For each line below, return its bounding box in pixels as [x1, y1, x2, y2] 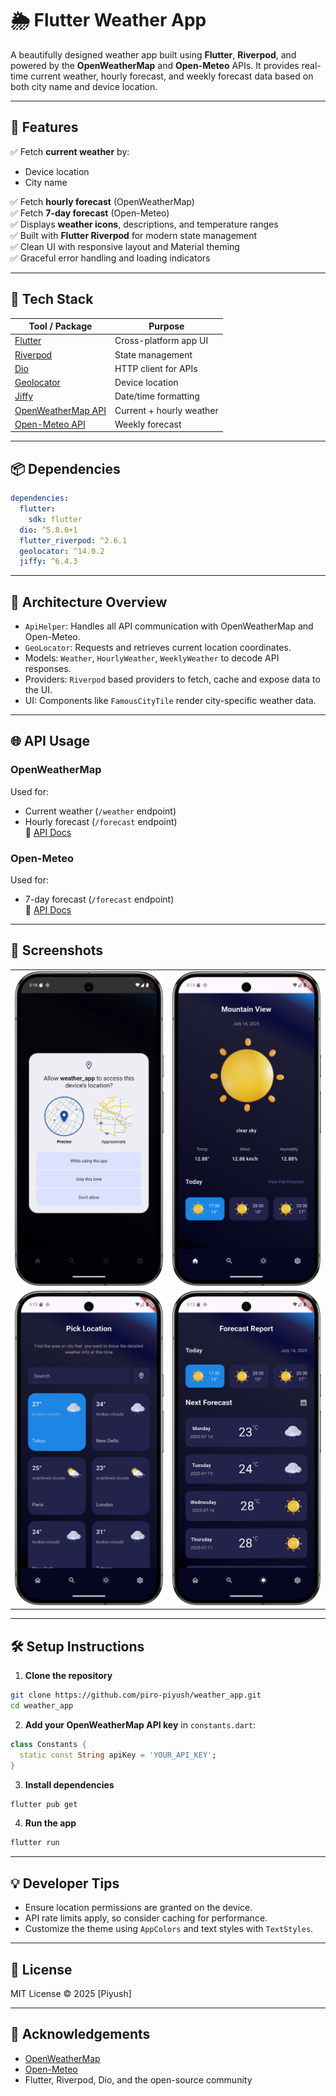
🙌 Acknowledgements [10, 2026, 151, 2043]
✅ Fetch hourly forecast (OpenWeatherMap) [10, 195, 195, 207]
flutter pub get [10, 1799, 78, 1809]
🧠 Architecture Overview [10, 593, 168, 611]
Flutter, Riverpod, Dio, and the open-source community [24, 2073, 253, 2086]
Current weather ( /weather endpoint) [24, 805, 177, 817]
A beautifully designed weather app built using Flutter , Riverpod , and [10, 48, 297, 61]
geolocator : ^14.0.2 [19, 546, 105, 556]
